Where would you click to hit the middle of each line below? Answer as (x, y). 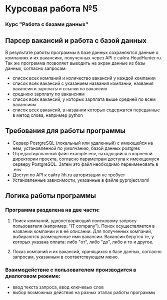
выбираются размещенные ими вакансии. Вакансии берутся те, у (83, 237)
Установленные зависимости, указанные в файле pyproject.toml (81, 180)
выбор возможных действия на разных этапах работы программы (84, 292)
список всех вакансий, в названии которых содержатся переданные (86, 110)
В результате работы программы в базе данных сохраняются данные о (82, 52)
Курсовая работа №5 (51, 9)
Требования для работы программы (65, 131)
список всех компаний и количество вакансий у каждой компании (84, 78)
